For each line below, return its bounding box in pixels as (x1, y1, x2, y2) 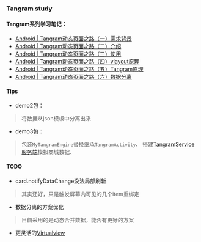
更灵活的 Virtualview (15, 229, 65, 237)
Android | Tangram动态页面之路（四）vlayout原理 (15, 58, 140, 65)
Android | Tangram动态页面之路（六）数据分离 (15, 73, 133, 81)
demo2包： (15, 102, 44, 109)
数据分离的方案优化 (15, 203, 64, 210)
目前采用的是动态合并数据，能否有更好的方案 (21, 216, 134, 224)
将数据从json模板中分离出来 (21, 115, 92, 122)
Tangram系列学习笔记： (6, 20, 67, 28)
